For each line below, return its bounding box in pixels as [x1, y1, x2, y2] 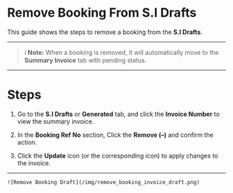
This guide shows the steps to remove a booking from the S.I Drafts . [7, 28, 203, 36]
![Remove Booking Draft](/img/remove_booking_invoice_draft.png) [7, 178, 200, 185]
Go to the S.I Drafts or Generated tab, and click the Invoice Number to [17, 110, 220, 118]
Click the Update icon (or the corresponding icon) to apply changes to [17, 151, 218, 160]
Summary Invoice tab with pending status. [24, 56, 147, 64]
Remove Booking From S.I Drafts [7, 5, 197, 21]
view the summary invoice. [17, 117, 94, 126]
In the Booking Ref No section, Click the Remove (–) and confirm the [17, 131, 214, 139]
